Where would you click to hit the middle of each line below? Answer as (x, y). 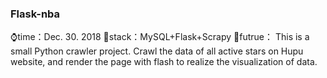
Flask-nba (35, 14)
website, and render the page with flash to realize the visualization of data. (164, 62)
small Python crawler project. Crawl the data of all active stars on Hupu (157, 51)
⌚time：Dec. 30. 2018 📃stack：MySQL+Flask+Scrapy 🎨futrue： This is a (160, 37)
